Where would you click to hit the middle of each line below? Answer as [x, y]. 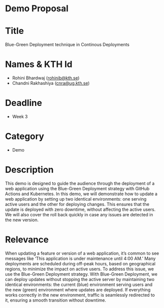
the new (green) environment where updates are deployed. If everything [78, 289]
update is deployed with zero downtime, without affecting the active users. [80, 209]
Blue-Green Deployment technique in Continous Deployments [67, 45]
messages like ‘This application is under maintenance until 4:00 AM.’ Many [80, 258]
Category [25, 137]
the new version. [22, 220]
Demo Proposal [37, 9]
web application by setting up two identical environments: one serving [76, 199]
